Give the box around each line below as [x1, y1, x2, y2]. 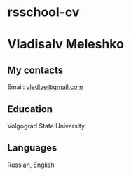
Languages [7, 142, 57, 154]
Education [7, 103, 53, 115]
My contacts [7, 64, 64, 76]
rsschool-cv [7, 4, 80, 20]
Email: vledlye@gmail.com [7, 83, 83, 91]
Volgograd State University [7, 122, 85, 130]
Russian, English [7, 161, 55, 169]
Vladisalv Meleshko [7, 36, 125, 53]
